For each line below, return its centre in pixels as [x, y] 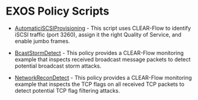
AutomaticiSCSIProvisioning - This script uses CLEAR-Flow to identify [103, 28]
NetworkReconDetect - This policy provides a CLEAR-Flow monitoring [103, 77]
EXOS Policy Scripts [58, 11]
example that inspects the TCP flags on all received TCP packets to [99, 84]
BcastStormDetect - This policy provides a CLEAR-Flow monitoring [99, 52]
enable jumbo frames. [42, 41]
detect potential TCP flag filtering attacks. [67, 90]
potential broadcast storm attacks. [58, 66]
